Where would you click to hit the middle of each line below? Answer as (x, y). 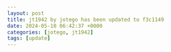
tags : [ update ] (29, 38)
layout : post (26, 13)
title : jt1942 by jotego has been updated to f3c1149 (86, 20)
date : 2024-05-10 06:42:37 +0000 (55, 26)
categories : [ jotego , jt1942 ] (50, 32)
